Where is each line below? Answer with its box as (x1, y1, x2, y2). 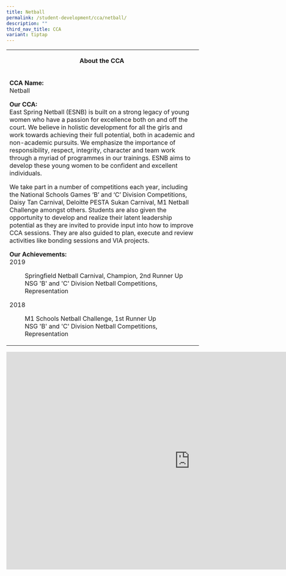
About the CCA (79, 56, 125, 65)
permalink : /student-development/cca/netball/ (6, 15, 127, 21)
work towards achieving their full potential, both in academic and (9, 131, 195, 140)
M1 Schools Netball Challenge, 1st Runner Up (24, 315, 157, 323)
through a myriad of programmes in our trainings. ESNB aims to (9, 154, 191, 162)
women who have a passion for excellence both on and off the (9, 116, 188, 124)
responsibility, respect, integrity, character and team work (9, 146, 175, 155)
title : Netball (6, 9, 45, 15)
